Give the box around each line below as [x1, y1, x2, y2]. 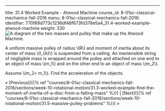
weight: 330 [40, 25, 65, 31]
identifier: [5, 20, 25, 26]
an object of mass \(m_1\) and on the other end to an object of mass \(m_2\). [5, 61, 159, 67]
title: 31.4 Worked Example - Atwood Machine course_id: [5, 10, 120, 15]
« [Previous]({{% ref [5, 80, 46, 86]
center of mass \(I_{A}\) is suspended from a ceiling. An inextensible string [5, 50, 156, 56]
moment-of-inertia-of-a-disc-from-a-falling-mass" [5, 90, 108, 96]
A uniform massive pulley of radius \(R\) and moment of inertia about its [5, 45, 150, 51]
